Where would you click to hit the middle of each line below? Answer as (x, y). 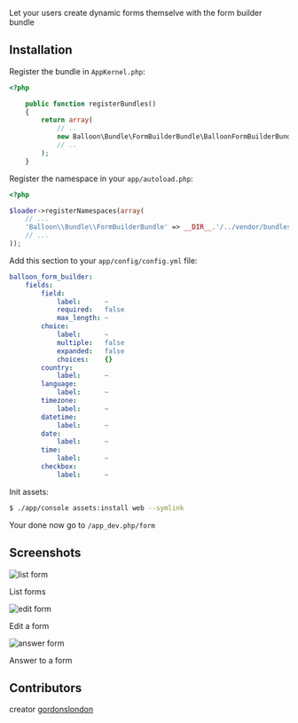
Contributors (46, 688)
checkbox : (59, 467)
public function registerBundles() (91, 104)
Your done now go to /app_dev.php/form (82, 525)
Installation (41, 50)
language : (59, 384)
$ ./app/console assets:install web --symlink (97, 508)
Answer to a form (41, 660)
